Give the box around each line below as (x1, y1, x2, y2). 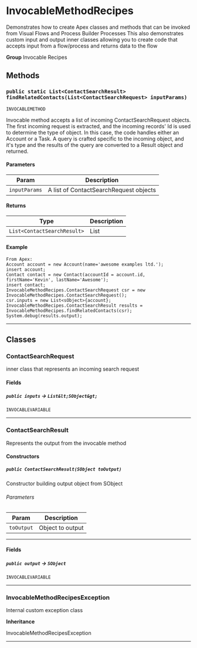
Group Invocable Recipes (6, 53, 67, 61)
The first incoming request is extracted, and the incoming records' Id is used (6, 122, 191, 130)
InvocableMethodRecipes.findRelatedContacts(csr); (6, 308, 133, 314)
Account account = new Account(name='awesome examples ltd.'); (6, 261, 164, 268)
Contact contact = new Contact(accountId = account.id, (6, 272, 145, 278)
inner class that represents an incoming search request (6, 365, 140, 372)
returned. (6, 147, 29, 155)
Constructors (6, 453, 40, 460)
